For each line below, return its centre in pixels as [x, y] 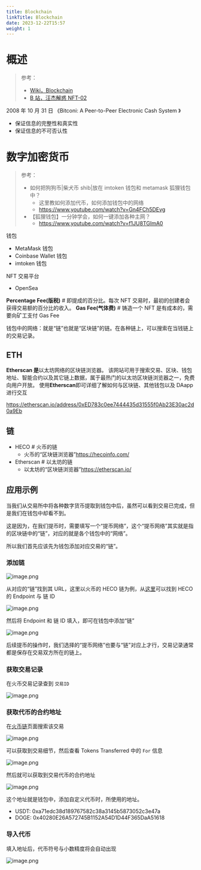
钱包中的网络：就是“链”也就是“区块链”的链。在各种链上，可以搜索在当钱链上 [100, 328]
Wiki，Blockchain [51, 90]
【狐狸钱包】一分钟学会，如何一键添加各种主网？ [90, 217]
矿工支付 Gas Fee [38, 316]
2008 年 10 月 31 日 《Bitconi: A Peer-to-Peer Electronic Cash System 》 [94, 111]
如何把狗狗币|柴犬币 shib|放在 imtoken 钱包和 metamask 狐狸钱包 [110, 188]
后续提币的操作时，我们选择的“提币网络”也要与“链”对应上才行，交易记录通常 [100, 645]
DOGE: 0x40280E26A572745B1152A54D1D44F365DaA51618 [90, 818]
